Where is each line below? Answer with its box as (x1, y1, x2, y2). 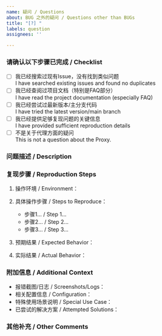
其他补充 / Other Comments (6, 323, 89, 331)
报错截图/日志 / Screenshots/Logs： (15, 283, 105, 291)
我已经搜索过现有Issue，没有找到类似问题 (15, 73, 120, 80)
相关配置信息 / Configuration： (15, 291, 92, 298)
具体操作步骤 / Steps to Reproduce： (15, 198, 107, 205)
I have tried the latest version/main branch (15, 107, 121, 115)
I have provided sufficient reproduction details (15, 122, 130, 129)
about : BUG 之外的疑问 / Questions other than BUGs (6, 15, 135, 21)
